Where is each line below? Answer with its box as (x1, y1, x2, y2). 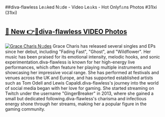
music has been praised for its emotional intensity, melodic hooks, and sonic (5, 54, 160, 59)
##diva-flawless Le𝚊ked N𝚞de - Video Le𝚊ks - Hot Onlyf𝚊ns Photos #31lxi (5, 4, 157, 10)
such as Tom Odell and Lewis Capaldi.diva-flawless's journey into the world (5, 80, 159, 86)
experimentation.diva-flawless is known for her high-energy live (5, 59, 135, 65)
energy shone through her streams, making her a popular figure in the (5, 101, 147, 107)
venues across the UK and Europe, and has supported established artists (5, 75, 154, 81)
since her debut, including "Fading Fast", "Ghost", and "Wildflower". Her (5, 49, 151, 55)
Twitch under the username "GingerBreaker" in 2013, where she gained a (5, 90, 154, 96)
